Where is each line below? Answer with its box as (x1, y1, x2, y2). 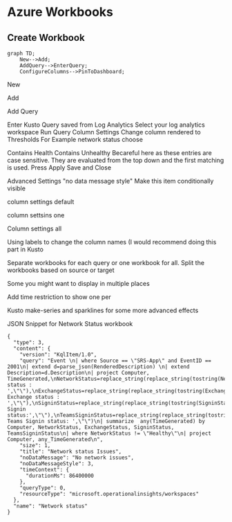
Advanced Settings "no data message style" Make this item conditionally (7, 177, 214, 185)
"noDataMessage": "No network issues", (19, 454, 135, 461)
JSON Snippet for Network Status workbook (7, 320, 133, 327)
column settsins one (7, 211, 65, 219)
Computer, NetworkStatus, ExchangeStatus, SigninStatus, (7, 424, 175, 431)
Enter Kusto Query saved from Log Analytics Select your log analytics (7, 120, 205, 129)
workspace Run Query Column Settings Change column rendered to (7, 128, 202, 136)
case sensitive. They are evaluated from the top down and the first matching (7, 156, 224, 164)
